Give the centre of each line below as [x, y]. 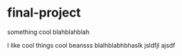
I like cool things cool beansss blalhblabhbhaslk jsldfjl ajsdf [91, 45]
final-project [44, 13]
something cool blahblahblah [48, 32]
